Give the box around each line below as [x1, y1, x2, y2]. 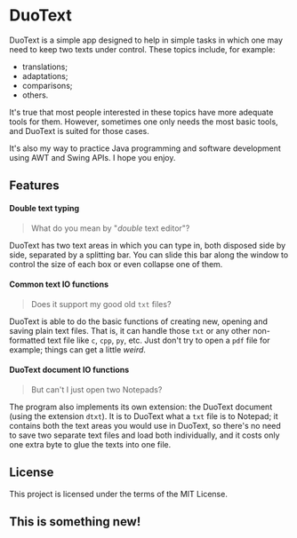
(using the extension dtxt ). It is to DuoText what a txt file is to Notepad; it [9, 410, 278, 422]
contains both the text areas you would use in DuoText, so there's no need [9, 420, 282, 431]
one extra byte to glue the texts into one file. [9, 439, 172, 449]
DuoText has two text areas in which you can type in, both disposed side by [9, 240, 286, 250]
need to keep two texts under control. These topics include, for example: [9, 44, 276, 54]
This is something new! [9, 514, 141, 529]
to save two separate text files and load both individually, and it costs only [9, 430, 280, 440]
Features [9, 178, 60, 194]
